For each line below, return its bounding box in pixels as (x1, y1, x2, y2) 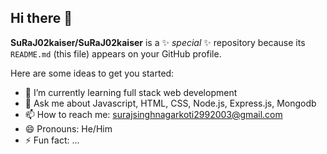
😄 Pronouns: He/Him (24, 122, 113, 135)
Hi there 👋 (10, 10, 73, 27)
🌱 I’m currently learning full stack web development (24, 86, 238, 98)
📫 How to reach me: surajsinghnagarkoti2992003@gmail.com (24, 108, 283, 120)
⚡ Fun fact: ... (24, 134, 80, 146)
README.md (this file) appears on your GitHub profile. (10, 47, 222, 60)
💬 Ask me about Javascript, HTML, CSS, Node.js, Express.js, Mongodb (24, 97, 317, 109)
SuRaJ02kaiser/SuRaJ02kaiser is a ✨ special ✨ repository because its (10, 36, 306, 48)
